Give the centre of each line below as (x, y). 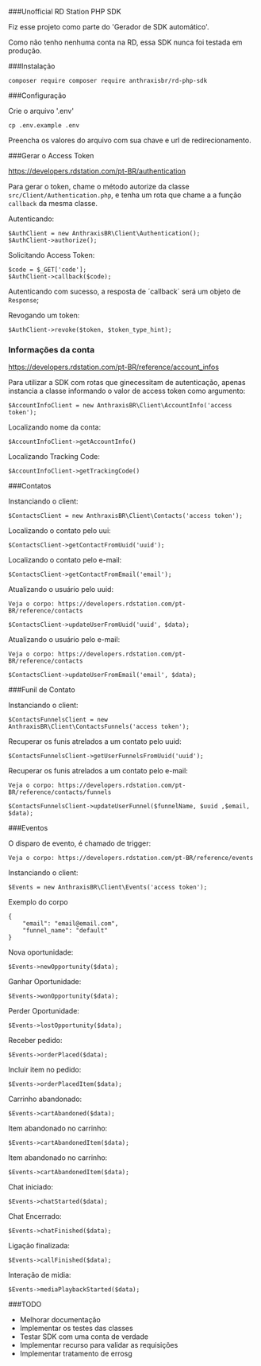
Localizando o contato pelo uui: (59, 531)
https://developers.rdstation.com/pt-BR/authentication (97, 171)
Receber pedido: (35, 1041)
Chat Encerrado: (35, 1216)
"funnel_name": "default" (65, 931)
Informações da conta (52, 349)
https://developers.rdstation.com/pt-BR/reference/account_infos (114, 367)
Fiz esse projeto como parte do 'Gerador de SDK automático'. (109, 27)
